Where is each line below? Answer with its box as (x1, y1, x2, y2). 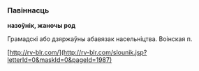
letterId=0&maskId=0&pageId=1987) (7, 56, 112, 64)
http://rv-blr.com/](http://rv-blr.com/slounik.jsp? (9, 48, 147, 57)
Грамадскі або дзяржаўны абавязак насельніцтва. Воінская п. (7, 35, 193, 43)
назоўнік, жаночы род (7, 22, 76, 30)
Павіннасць (7, 6, 50, 15)
